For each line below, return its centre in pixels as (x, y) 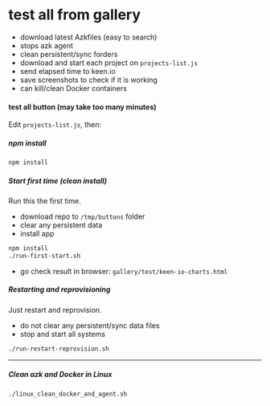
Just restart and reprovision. (55, 310)
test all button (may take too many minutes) (82, 107)
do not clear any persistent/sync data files (90, 325)
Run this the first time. (45, 201)
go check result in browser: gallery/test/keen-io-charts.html (124, 271)
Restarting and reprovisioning (59, 289)
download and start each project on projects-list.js (109, 63)
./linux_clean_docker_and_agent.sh (68, 394)
